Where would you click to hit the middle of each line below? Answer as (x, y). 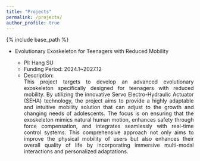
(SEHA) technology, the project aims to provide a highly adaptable (109, 101)
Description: (39, 76)
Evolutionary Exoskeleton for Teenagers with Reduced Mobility (92, 51)
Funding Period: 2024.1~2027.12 (63, 69)
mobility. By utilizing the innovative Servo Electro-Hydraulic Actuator (109, 95)
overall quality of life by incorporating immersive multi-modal (109, 145)
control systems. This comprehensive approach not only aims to (109, 132)
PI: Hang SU (38, 63)
